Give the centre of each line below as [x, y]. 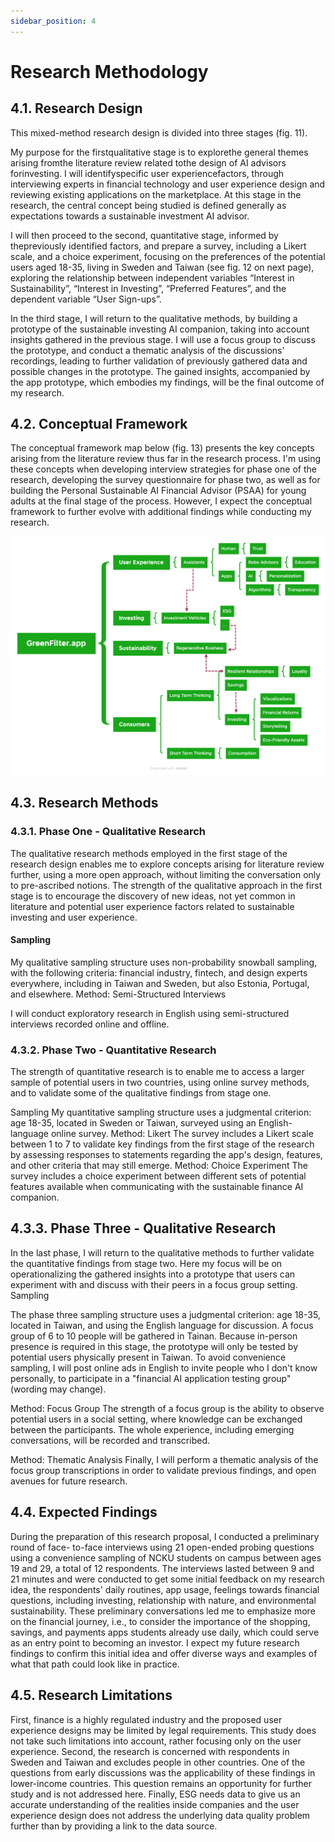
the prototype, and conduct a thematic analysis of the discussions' [147, 350]
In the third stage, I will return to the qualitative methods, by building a [154, 318]
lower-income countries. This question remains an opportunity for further [161, 1783]
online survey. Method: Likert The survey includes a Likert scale [182, 1134]
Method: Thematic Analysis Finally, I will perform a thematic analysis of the [164, 1459]
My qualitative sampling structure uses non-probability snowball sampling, [164, 962]
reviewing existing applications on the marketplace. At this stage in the [156, 194]
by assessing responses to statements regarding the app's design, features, [166, 1155]
